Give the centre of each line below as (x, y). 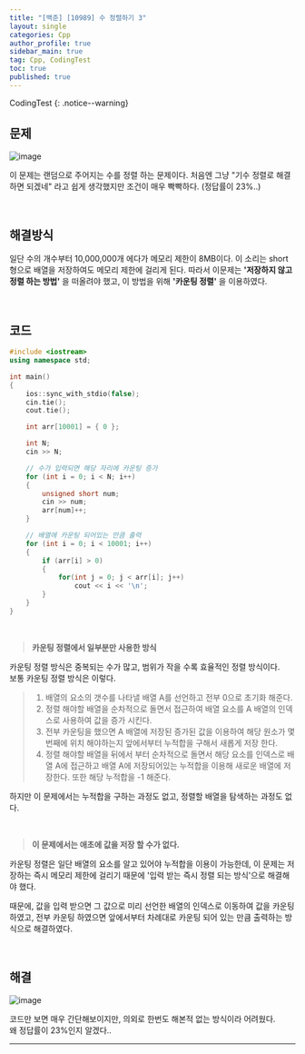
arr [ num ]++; (65, 511)
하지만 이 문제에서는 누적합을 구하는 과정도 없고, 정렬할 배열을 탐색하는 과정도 (146, 796)
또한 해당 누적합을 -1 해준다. (121, 777)
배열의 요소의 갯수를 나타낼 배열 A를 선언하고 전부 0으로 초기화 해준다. (169, 697)
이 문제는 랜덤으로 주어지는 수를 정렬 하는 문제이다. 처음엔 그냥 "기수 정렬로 (142, 174)
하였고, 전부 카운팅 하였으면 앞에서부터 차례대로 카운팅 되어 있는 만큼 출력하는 (146, 917)
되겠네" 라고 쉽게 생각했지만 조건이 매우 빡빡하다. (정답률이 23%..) (143, 186)
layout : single (38, 26)
